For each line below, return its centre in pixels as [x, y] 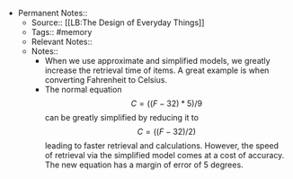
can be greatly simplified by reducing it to [122, 117]
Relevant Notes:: [62, 41]
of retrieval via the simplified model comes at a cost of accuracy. [164, 155]
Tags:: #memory [62, 32]
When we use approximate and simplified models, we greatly [158, 61]
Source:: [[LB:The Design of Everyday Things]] [118, 22]
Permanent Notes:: [53, 13]
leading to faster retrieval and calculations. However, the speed [162, 146]
